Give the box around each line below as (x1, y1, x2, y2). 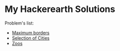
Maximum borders (11, 29, 50, 35)
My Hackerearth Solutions (4, 3, 116, 15)
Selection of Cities (11, 35, 50, 41)
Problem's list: (4, 20, 34, 26)
